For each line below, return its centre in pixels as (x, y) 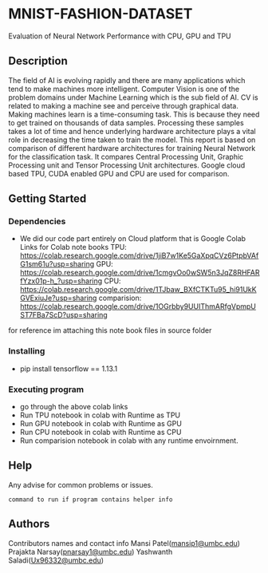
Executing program (46, 389)
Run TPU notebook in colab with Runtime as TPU (100, 415)
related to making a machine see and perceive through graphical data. (124, 105)
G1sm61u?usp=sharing (57, 264)
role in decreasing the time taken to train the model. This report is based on (132, 140)
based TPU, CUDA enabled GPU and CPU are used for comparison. (119, 173)
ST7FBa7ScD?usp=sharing (63, 315)
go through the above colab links (74, 407)
